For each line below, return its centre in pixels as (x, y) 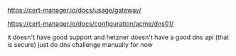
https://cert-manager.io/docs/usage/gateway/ (74, 10)
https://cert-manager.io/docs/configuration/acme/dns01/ (91, 23)
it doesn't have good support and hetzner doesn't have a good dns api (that (118, 37)
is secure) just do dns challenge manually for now (80, 44)
